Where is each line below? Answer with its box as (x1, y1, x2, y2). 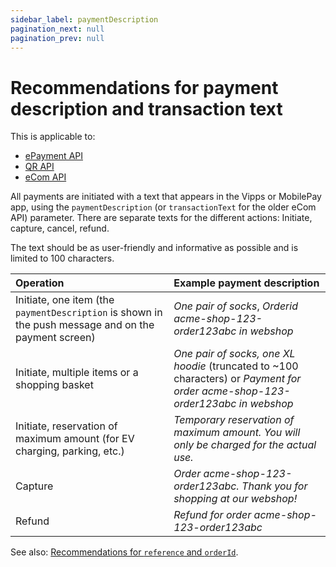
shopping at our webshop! (173, 492, 298, 506)
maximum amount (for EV (15, 432, 135, 446)
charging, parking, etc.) (15, 444, 125, 458)
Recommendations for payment (10, 76, 279, 99)
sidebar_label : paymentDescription (10, 14, 159, 25)
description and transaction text (10, 97, 283, 120)
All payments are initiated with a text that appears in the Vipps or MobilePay (10, 191, 322, 203)
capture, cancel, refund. (10, 222, 110, 235)
